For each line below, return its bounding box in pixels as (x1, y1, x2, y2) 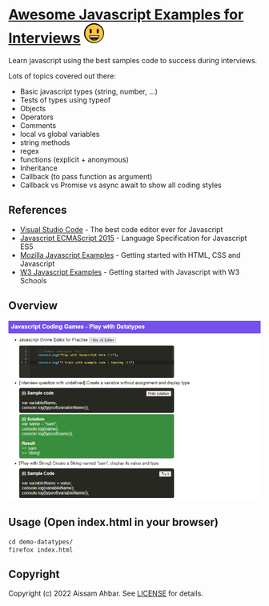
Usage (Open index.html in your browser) (8, 516, 219, 529)
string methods (19, 138, 70, 147)
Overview (8, 299, 58, 313)
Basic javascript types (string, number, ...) (19, 86, 159, 96)
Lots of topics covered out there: (8, 70, 116, 81)
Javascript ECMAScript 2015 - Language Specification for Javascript (19, 233, 247, 243)
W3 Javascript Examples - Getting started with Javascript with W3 (19, 267, 240, 277)
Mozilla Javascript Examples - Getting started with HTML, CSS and (19, 250, 241, 259)
